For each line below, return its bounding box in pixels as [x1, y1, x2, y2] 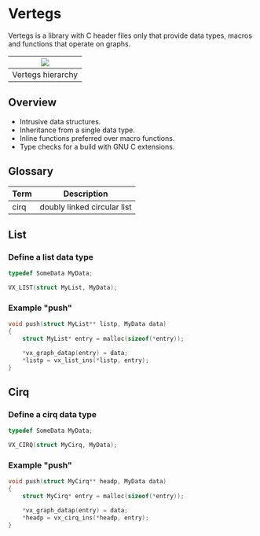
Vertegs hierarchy [12, 68, 79, 79]
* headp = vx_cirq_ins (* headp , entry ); [22, 513, 149, 522]
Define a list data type [8, 251, 94, 262]
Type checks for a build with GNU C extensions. [19, 142, 175, 151]
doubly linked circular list [39, 201, 132, 213]
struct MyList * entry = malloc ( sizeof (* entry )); [22, 335, 185, 343]
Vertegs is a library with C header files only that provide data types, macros [8, 31, 253, 40]
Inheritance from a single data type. [19, 125, 136, 135]
